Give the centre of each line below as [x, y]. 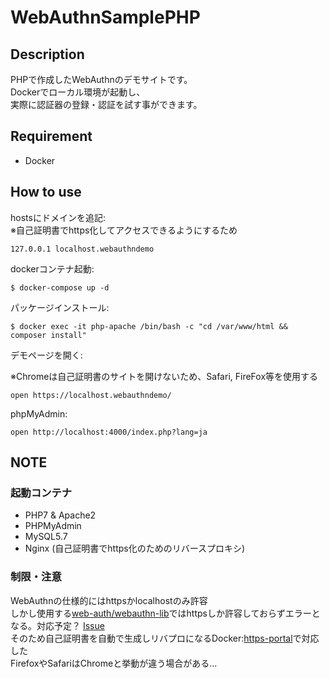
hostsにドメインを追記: [58, 217]
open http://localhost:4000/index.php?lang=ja [109, 432]
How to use [46, 192]
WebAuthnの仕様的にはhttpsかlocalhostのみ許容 [109, 600]
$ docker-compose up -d [60, 287]
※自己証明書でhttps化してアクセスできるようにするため [124, 230]
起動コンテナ [41, 493]
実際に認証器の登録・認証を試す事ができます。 [106, 104]
